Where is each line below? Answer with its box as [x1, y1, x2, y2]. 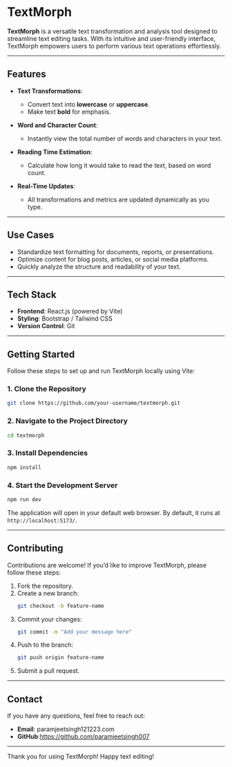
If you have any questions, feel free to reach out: [7, 712, 146, 720]
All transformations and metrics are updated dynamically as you [27, 195, 209, 204]
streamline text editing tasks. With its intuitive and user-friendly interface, [7, 34, 216, 42]
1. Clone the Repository [7, 384, 86, 394]
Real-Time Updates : [17, 181, 76, 190]
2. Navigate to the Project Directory [7, 416, 128, 426]
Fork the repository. [17, 581, 74, 590]
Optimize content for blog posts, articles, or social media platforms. [17, 255, 209, 263]
